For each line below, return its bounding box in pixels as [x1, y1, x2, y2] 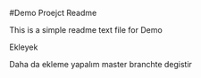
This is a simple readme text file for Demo [9, 25, 163, 35]
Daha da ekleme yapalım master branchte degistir [9, 59, 192, 69]
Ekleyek [9, 42, 38, 52]
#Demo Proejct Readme [9, 8, 97, 18]
